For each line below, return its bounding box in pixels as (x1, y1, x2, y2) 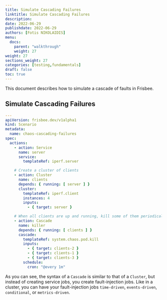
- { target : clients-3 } (27, 255, 79, 260)
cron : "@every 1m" (27, 264, 66, 269)
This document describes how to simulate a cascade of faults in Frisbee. (5, 85, 154, 91)
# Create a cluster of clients (14, 168, 79, 173)
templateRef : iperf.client (23, 191, 79, 196)
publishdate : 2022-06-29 (5, 26, 57, 31)
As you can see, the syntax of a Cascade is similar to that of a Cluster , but (5, 273, 155, 279)
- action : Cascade (14, 219, 52, 224)
